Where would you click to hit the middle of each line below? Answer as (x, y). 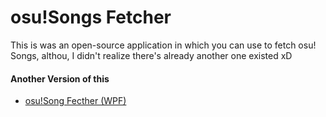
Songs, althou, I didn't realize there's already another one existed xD (151, 55)
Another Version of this (60, 78)
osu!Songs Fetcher (91, 17)
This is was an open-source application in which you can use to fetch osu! (163, 45)
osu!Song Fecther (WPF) (75, 101)
